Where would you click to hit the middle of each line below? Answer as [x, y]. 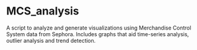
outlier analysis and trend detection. [51, 40]
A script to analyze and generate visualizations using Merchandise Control [99, 28]
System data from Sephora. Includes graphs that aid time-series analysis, [98, 34]
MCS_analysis [43, 11]
